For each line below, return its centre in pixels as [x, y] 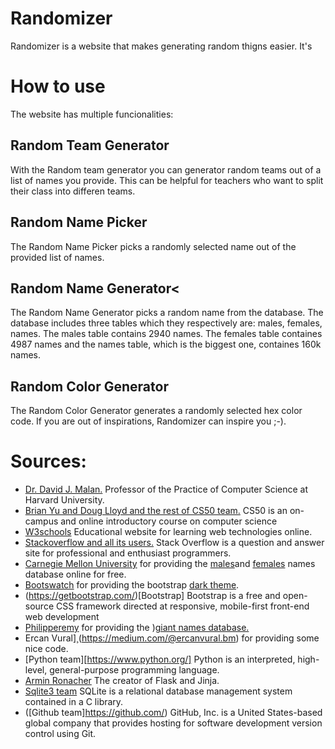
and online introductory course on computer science [169, 521]
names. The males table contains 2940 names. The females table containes [166, 334]
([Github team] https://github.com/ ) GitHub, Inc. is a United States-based [173, 713]
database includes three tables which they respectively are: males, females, [166, 323]
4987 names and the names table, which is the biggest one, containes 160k [166, 344]
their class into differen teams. [73, 191]
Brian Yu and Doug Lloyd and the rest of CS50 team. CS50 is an [156, 511]
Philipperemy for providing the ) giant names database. [137, 628]
